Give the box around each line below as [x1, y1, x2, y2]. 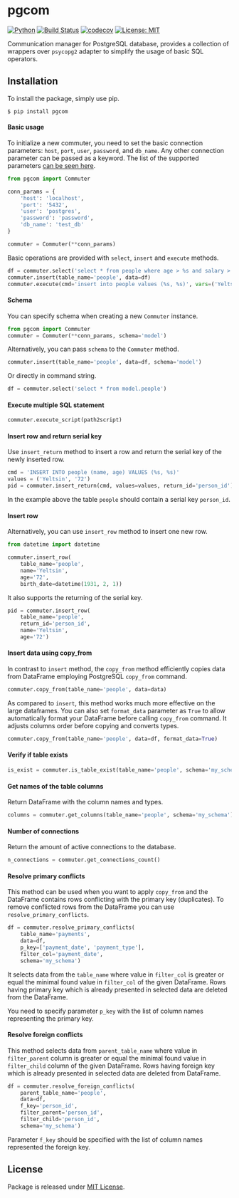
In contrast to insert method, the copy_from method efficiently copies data [7, 665, 225, 673]
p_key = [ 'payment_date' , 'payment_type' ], [20, 944, 144, 951]
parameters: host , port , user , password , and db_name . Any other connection [7, 146, 225, 154]
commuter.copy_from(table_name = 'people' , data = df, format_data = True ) [7, 735, 218, 742]
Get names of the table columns [7, 782, 104, 790]
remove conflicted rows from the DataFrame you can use [7, 903, 174, 911]
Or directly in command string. [7, 372, 97, 380]
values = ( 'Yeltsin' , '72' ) [7, 475, 91, 483]
